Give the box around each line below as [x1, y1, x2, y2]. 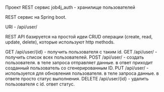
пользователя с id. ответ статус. [5, 81, 75, 87]
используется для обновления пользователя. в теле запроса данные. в [5, 70, 159, 76]
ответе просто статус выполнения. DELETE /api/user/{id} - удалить [5, 76, 149, 81]
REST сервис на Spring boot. [5, 14, 67, 20]
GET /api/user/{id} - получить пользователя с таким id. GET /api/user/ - [5, 49, 157, 55]
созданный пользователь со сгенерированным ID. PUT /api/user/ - [5, 65, 149, 71]
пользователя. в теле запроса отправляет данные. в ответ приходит [5, 60, 153, 65]
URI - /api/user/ [5, 24, 38, 30]
